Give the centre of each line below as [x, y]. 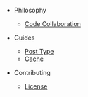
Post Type [39, 51]
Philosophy [30, 10]
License [36, 86]
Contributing [32, 73]
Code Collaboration [52, 24]
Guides [24, 38]
